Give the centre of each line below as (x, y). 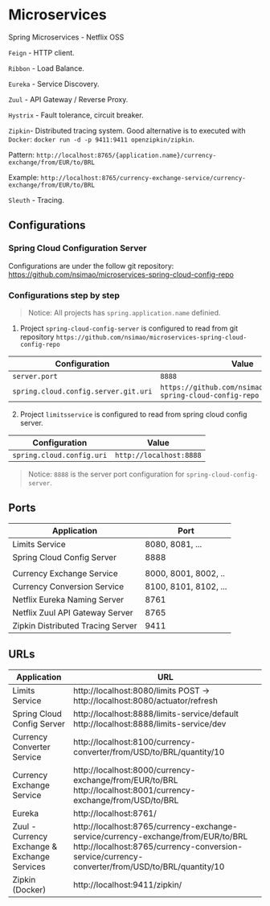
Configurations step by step (64, 295)
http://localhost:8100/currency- (135, 742)
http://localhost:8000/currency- (135, 770)
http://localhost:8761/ (115, 813)
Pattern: (21, 154)
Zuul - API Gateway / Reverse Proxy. (68, 99)
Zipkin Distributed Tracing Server (75, 625)
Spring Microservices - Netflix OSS (66, 37)
